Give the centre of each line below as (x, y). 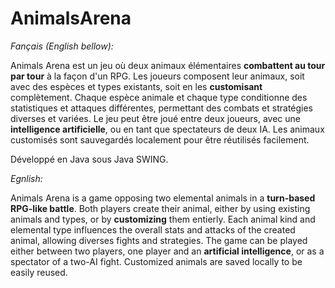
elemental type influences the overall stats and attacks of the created (153, 229)
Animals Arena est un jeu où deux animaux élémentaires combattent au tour (168, 65)
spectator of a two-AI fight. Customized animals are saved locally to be (156, 261)
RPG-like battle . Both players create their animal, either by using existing (160, 208)
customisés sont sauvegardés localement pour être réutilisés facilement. (160, 139)
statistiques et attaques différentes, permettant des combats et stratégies (162, 108)
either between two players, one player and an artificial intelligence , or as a (167, 251)
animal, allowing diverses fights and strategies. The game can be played (159, 240)
